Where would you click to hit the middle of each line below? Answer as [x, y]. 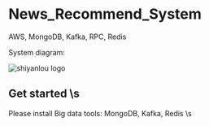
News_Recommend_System [105, 14]
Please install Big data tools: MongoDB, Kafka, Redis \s [100, 113]
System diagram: [37, 52]
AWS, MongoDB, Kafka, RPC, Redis [67, 37]
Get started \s [44, 94]
